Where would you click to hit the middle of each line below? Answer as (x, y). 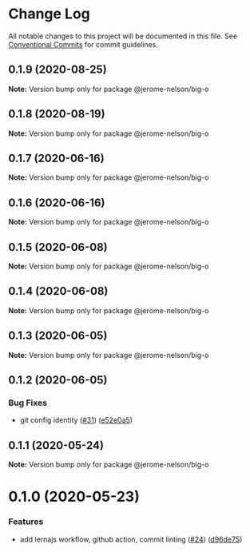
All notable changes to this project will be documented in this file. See (123, 36)
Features (26, 522)
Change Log (49, 14)
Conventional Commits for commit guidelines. (83, 44)
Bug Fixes (28, 403)
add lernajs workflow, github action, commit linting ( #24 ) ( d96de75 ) (131, 539)
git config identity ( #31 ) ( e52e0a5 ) (76, 420)
